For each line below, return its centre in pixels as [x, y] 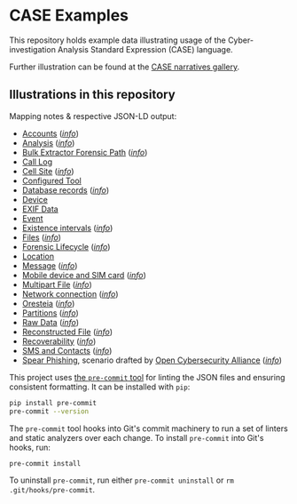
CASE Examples [69, 16]
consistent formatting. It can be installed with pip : [100, 387]
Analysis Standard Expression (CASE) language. [145, 49]
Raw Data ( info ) [51, 322]
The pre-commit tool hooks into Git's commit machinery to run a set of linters [148, 428]
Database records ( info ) [65, 190]
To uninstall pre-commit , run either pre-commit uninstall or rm [122, 480]
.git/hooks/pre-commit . [52, 490]
